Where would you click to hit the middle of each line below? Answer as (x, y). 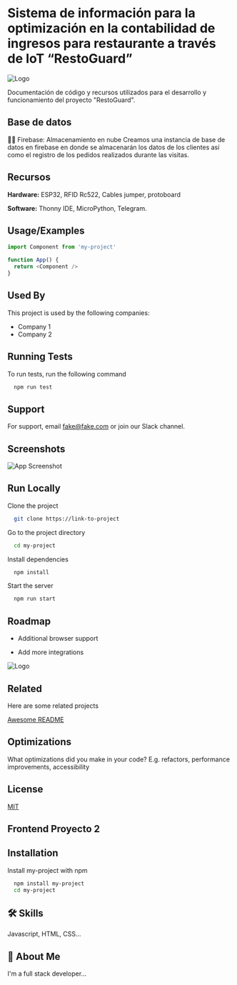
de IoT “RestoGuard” (70, 59)
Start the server (30, 586)
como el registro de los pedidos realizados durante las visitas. (98, 154)
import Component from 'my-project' (62, 247)
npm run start (35, 599)
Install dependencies (38, 559)
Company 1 (34, 326)
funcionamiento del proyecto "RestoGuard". (71, 100)
